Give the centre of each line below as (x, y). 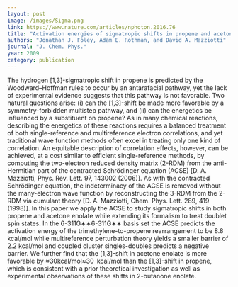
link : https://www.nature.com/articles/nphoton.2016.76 (91, 27)
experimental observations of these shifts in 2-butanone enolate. (102, 276)
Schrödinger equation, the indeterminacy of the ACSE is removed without (114, 186)
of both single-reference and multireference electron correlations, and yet (115, 133)
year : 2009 (23, 54)
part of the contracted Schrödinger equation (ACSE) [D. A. (122, 170)
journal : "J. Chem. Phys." (47, 47)
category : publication (41, 60)
